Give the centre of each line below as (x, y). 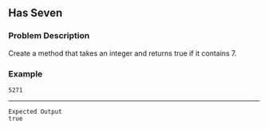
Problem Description (49, 36)
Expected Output (35, 111)
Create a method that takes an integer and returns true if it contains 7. (122, 53)
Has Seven (35, 13)
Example (26, 73)
